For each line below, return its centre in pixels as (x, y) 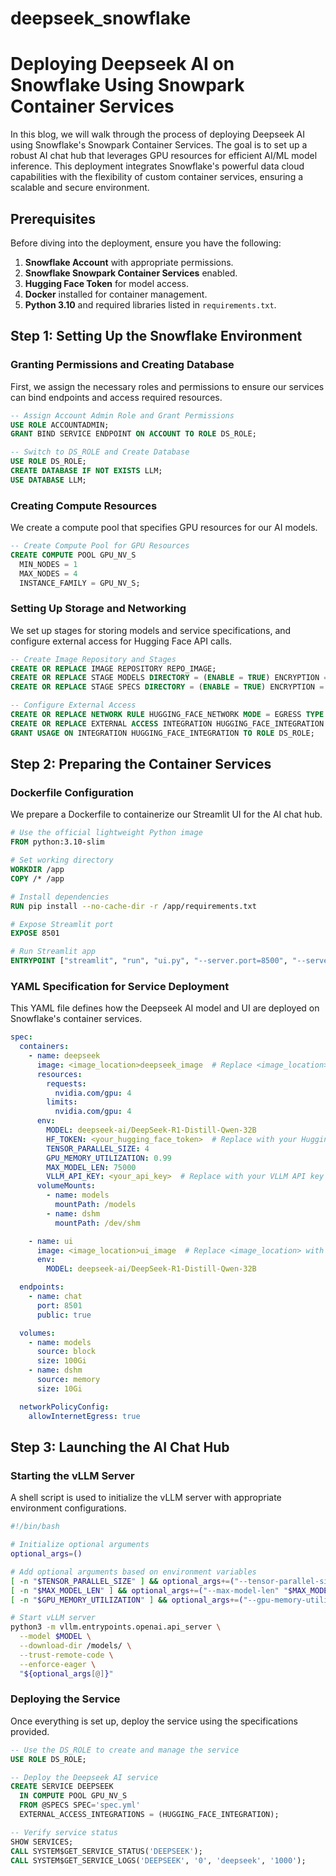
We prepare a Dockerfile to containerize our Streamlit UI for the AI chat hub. (166, 814)
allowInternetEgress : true (84, 1416)
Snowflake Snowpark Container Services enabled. (131, 273)
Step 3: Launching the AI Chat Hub (120, 1447)
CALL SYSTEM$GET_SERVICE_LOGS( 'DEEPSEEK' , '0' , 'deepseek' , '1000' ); (158, 1860)
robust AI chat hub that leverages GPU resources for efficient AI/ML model (164, 156)
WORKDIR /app (37, 870)
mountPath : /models (95, 1205)
